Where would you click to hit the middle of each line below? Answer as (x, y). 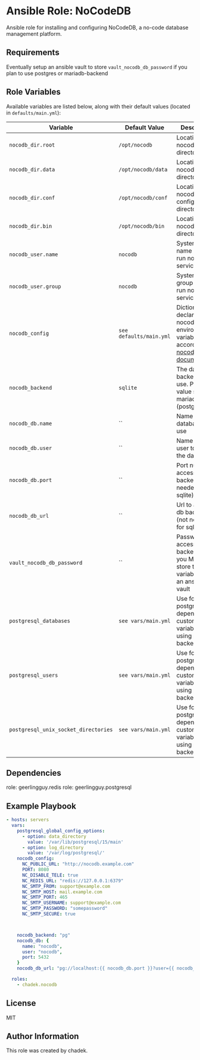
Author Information (43, 1036)
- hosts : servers (28, 820)
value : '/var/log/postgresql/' (66, 853)
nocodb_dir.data (32, 169)
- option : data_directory (54, 836)
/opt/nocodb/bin (142, 226)
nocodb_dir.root (32, 145)
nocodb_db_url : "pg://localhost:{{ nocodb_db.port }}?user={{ (96, 969)
